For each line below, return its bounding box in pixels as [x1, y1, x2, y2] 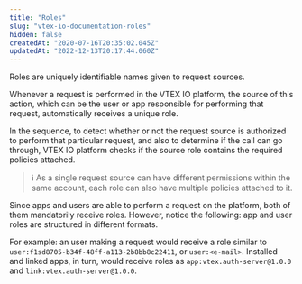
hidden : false [9, 30, 63, 39]
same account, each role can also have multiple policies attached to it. [31, 182, 293, 194]
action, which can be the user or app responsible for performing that [9, 98, 264, 109]
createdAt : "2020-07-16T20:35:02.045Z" [9, 38, 160, 48]
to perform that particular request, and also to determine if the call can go [9, 135, 283, 146]
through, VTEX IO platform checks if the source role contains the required [9, 145, 283, 156]
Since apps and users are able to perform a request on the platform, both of [9, 200, 291, 211]
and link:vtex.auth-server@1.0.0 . [9, 265, 137, 276]
